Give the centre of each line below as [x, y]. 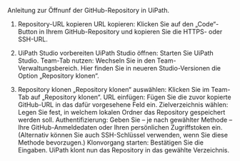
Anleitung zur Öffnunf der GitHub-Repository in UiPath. [89, 10]
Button [27, 32]
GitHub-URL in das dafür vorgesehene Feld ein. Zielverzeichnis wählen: [123, 105]
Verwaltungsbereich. [48, 68]
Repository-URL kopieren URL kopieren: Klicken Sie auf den [106, 24]
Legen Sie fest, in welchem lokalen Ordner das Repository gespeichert [121, 112]
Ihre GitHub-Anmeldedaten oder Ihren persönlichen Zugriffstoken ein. [120, 127]
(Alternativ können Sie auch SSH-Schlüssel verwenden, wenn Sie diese [123, 135]
